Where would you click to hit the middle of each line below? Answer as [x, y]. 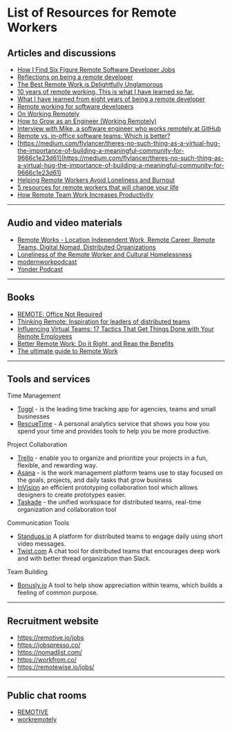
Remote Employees [45, 336]
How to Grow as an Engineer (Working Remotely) [87, 121]
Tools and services [49, 379]
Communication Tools [38, 523]
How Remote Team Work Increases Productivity [85, 195]
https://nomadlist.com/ [50, 652]
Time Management [34, 395]
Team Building [28, 572]
